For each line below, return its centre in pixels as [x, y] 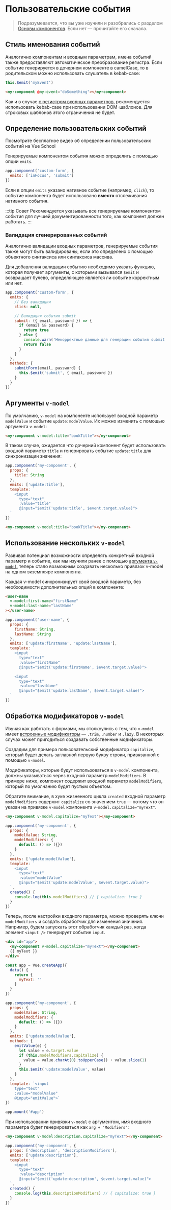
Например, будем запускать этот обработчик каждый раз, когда [76, 927]
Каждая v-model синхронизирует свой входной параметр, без [73, 581]
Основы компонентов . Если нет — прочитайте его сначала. [82, 28]
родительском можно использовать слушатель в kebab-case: [73, 73]
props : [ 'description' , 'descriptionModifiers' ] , [63, 1150]
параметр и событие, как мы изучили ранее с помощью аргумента [79, 561]
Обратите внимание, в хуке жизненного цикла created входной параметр [85, 796]
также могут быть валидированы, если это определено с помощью [79, 251]
